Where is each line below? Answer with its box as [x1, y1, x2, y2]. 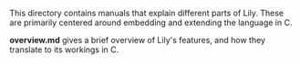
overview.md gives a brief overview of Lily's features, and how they [9, 35, 266, 45]
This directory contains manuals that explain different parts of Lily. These [9, 8, 284, 18]
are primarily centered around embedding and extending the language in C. [9, 17, 293, 28]
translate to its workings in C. [9, 44, 119, 55]
